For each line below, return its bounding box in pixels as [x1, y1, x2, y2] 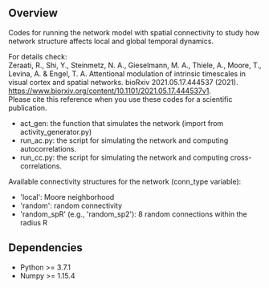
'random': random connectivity [19, 201, 123, 210]
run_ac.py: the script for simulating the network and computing [19, 136, 229, 145]
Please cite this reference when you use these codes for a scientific [8, 94, 233, 103]
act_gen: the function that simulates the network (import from [19, 118, 224, 128]
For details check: [8, 51, 67, 61]
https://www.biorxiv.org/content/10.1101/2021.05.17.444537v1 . [8, 86, 211, 95]
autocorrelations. [19, 144, 77, 153]
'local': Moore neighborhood [19, 192, 115, 201]
